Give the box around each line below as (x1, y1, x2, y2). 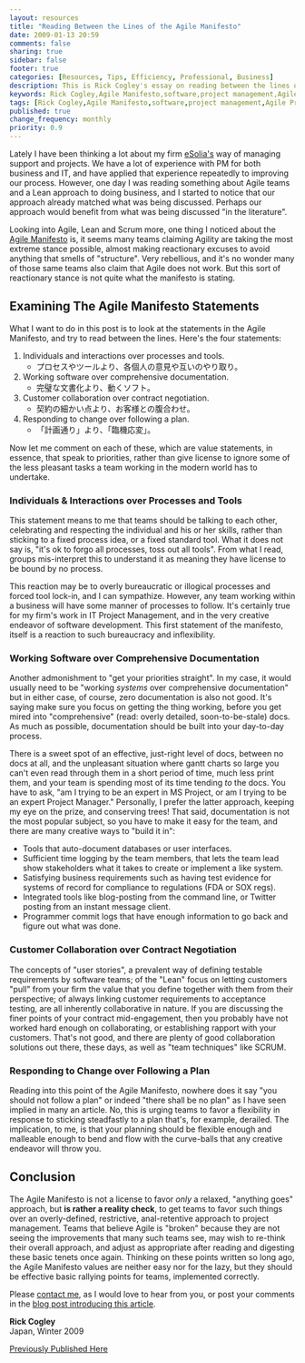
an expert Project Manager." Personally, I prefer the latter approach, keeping (9, 797, 295, 808)
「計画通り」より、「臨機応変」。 (35, 424, 156, 435)
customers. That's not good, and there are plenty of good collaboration (9, 1032, 275, 1043)
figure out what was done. (22, 921, 121, 931)
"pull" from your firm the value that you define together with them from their (9, 983, 293, 994)
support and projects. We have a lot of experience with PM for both (9, 158, 261, 168)
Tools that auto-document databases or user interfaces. (22, 843, 232, 854)
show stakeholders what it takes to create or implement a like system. (22, 862, 283, 874)
